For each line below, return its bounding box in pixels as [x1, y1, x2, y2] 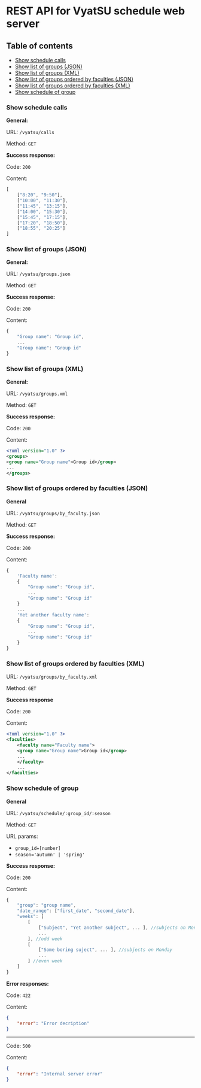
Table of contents [6, 41, 73, 51]
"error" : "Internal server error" [17, 1071, 103, 1077]
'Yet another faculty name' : [17, 612, 90, 618]
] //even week [28, 958, 63, 964]
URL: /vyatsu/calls [6, 129, 55, 136]
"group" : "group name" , [17, 902, 77, 908]
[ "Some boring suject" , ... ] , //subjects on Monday [38, 947, 172, 953]
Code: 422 [6, 992, 31, 999]
